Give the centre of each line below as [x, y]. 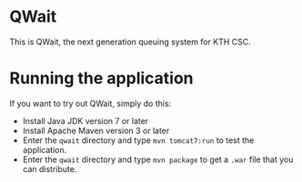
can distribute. [50, 168]
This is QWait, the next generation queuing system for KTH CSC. [131, 42]
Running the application [101, 78]
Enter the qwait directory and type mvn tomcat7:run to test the [138, 140]
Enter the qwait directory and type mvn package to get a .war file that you [158, 159]
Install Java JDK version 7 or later [86, 120]
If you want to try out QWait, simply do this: [91, 103]
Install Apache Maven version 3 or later [96, 130]
